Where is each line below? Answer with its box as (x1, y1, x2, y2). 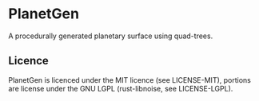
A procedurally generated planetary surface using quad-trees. (8, 31, 213, 41)
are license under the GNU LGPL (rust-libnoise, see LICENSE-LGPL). (8, 84, 233, 93)
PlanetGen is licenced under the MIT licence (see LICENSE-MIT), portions (8, 75, 252, 84)
